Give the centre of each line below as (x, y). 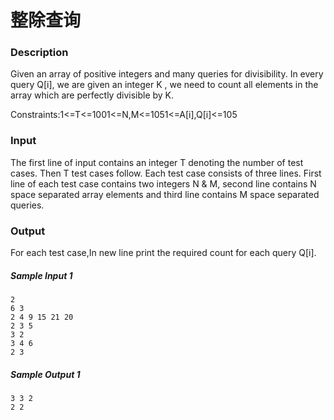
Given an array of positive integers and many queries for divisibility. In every (167, 74)
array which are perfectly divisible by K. (92, 95)
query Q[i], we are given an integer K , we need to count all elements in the (164, 85)
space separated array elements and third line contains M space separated (165, 194)
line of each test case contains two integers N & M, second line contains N (163, 183)
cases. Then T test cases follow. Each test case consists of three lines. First (166, 173)
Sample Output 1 (45, 374)
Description (39, 53)
